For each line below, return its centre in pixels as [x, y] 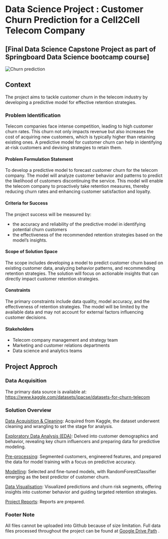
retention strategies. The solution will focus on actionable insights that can [82, 273]
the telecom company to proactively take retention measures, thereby [77, 186]
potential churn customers [40, 229]
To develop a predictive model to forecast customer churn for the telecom [81, 170]
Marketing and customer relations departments [61, 346]
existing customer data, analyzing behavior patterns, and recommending [80, 268]
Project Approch [31, 366]
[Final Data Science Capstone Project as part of [81, 49]
